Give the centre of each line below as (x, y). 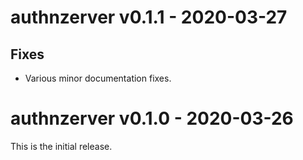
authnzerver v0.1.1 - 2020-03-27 (149, 17)
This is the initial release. (61, 146)
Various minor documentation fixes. (98, 78)
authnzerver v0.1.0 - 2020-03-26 (152, 118)
